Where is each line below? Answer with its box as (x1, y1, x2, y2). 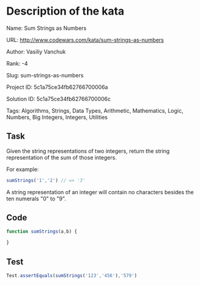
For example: (6, 166, 40, 173)
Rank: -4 (6, 60, 29, 67)
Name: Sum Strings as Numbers (6, 24, 87, 32)
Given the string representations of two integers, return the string (6, 147, 170, 155)
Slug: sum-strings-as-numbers (6, 71, 84, 79)
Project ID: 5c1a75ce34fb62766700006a (6, 83, 108, 91)
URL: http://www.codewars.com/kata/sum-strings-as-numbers (6, 36, 164, 43)
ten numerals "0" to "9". (6, 195, 66, 202)
